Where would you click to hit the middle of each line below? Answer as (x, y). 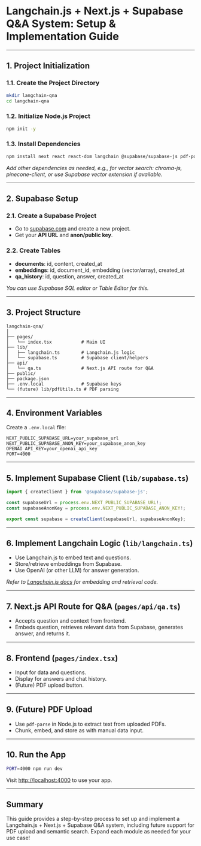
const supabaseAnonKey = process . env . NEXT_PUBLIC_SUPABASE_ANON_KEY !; (96, 508)
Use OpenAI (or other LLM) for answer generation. (77, 571)
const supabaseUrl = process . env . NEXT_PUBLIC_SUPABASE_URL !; (84, 503)
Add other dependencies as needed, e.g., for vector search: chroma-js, (94, 168)
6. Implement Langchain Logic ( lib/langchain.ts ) (100, 543)
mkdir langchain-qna (32, 95)
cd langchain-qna (28, 101)
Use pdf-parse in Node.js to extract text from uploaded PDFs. (90, 724)
